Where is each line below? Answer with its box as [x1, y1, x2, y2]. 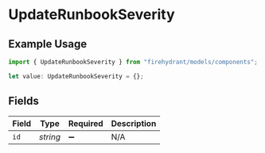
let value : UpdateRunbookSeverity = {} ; [8, 72, 145, 80]
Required [68, 117, 103, 128]
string [38, 131, 61, 142]
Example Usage [8, 37, 88, 51]
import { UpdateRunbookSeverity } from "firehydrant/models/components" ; [8, 58, 259, 66]
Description [111, 117, 157, 128]
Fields [8, 94, 40, 108]
